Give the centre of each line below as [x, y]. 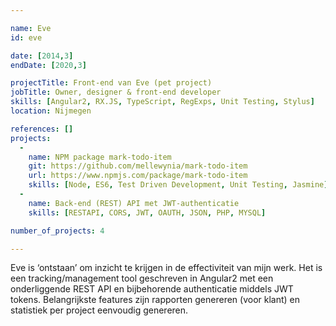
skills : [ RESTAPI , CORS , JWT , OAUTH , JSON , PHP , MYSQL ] [147, 212]
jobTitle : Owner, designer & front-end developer [116, 92]
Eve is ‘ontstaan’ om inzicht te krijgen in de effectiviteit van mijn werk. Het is [166, 268]
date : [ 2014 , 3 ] [42, 56]
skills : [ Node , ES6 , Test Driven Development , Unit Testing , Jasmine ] [178, 185]
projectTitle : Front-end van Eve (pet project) [111, 83]
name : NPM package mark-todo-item [100, 157]
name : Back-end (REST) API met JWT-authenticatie [134, 203]
